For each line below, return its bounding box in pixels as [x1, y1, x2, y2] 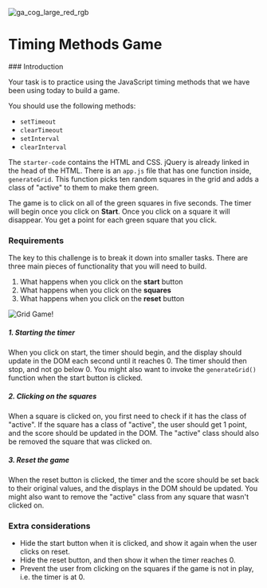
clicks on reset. [19, 547, 70, 557]
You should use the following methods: [8, 100, 136, 111]
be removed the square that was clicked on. [8, 437, 153, 446]
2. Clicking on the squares [8, 391, 97, 401]
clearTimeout [19, 126, 64, 135]
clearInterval [19, 143, 67, 151]
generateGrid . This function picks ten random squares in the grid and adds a [8, 174, 259, 183]
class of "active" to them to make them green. [8, 182, 159, 192]
